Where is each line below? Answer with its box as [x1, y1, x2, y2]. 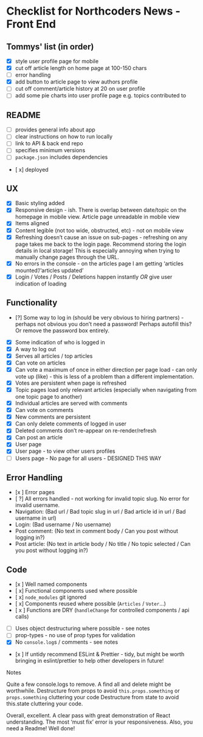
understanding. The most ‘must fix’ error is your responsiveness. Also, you [6, 718, 193, 725]
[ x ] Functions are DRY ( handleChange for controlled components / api [15, 607, 190, 614]
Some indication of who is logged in [15, 338, 105, 346]
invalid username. [15, 501, 60, 509]
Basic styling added [15, 200, 65, 207]
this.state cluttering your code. [6, 700, 83, 707]
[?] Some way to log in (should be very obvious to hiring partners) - [15, 313, 184, 321]
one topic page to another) [15, 393, 83, 400]
